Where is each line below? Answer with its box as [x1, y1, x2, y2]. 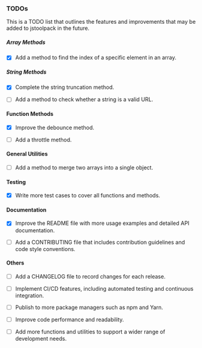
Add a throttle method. [15, 136, 72, 143]
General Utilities [6, 151, 48, 158]
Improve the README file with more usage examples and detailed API [15, 219, 190, 227]
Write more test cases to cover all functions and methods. [15, 192, 161, 199]
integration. [15, 291, 44, 299]
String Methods [6, 68, 47, 76]
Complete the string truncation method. [15, 83, 114, 91]
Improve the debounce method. [15, 124, 94, 131]
